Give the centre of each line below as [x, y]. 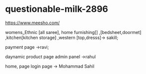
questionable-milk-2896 [57, 9]
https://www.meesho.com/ [33, 23]
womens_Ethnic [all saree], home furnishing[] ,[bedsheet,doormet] [73, 32]
